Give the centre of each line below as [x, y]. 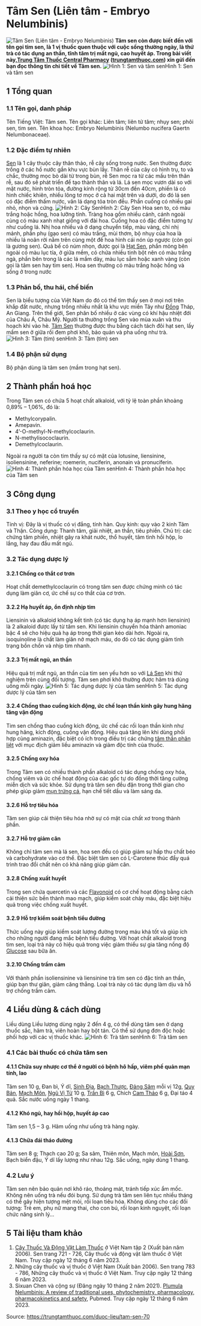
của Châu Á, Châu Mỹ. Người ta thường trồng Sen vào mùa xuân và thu [94, 319]
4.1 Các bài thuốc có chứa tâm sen [57, 1052]
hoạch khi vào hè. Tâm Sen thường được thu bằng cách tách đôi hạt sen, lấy [100, 326]
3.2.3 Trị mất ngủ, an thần [39, 659]
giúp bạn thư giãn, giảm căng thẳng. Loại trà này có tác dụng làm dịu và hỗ [99, 984]
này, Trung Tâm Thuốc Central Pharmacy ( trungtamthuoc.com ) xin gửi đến [101, 60]
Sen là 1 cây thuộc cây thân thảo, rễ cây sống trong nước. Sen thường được [99, 163]
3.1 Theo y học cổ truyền [43, 511]
